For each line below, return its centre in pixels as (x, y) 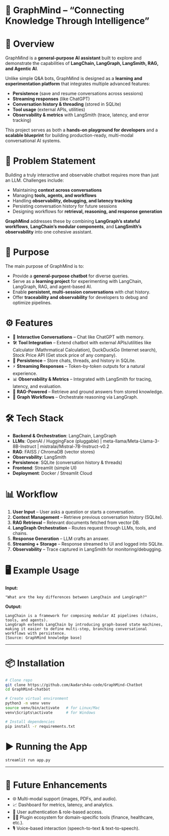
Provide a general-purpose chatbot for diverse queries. (71, 276)
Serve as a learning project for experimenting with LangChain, (77, 281)
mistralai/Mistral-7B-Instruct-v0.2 (75, 446)
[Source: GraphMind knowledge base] (44, 638)
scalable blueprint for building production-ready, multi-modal (69, 135)
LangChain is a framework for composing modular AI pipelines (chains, (82, 616)
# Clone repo (19, 680)
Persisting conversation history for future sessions (65, 206)
